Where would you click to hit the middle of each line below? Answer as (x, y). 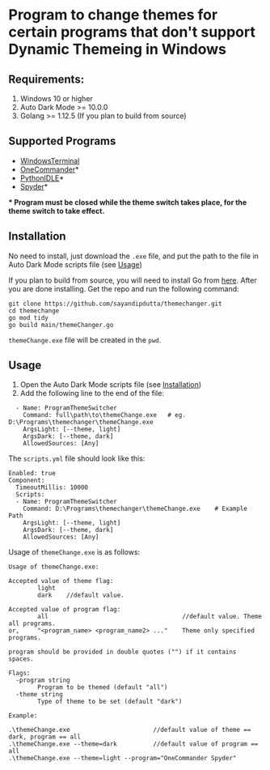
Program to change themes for (113, 15)
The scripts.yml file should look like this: (77, 458)
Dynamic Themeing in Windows (118, 49)
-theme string (39, 695)
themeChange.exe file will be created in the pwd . (85, 340)
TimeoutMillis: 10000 (52, 487)
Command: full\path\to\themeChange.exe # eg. (104, 415)
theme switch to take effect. (57, 211)
